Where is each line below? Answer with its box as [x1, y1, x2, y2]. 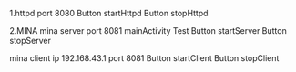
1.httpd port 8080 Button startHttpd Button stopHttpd [9, 8, 209, 18]
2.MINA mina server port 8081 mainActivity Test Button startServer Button [9, 26, 287, 36]
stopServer [9, 36, 52, 46]
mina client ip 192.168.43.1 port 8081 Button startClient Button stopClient [9, 53, 280, 63]
